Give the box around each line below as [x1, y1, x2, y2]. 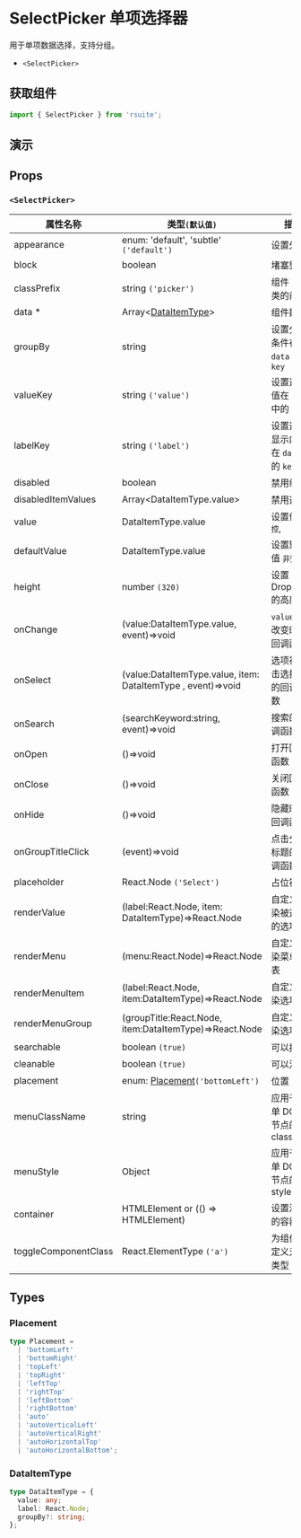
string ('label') [122, 439, 191, 452]
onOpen [13, 747, 47, 760]
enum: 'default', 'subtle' [122, 233, 221, 246]
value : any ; [17, 1496, 63, 1505]
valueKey [13, 388, 53, 400]
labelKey [13, 439, 50, 452]
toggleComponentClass [13, 1244, 114, 1257]
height [13, 580, 41, 593]
